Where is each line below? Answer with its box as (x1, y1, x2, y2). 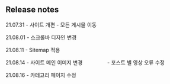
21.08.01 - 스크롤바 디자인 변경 (5, 34, 77, 41)
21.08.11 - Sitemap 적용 (5, 46, 60, 53)
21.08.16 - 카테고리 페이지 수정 (5, 71, 76, 79)
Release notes (5, 5, 59, 15)
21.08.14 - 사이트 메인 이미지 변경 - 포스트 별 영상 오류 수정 (5, 59, 165, 66)
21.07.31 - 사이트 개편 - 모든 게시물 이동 (5, 21, 97, 28)
